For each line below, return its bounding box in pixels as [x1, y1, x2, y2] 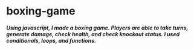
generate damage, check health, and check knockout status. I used [6, 30, 180, 37]
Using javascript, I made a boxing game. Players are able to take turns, [6, 24, 189, 31]
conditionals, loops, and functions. [6, 37, 97, 44]
